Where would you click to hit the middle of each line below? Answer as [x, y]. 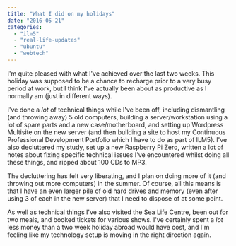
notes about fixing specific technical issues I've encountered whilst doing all [118, 154]
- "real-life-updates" [47, 40]
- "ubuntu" [30, 47]
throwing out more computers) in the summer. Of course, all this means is [114, 183]
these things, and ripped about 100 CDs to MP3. [77, 162]
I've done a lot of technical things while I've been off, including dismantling [116, 110]
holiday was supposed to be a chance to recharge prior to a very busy [110, 81]
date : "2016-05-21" [36, 20]
